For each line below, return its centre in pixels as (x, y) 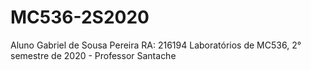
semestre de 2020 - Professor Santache (93, 55)
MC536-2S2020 (80, 17)
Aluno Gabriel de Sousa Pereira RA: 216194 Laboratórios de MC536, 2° (156, 45)
